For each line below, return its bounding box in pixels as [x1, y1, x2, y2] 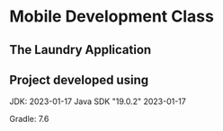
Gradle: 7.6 [9, 114, 49, 125]
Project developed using [9, 72, 149, 87]
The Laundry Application [9, 42, 152, 57]
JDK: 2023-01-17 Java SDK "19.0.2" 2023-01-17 [9, 96, 186, 107]
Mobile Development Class [9, 6, 214, 27]
